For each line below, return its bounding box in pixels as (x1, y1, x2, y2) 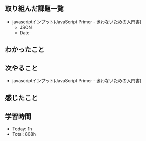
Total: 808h (12, 131, 36, 137)
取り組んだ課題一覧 (5, 4, 64, 13)
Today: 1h (12, 126, 32, 132)
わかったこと (5, 45, 45, 54)
